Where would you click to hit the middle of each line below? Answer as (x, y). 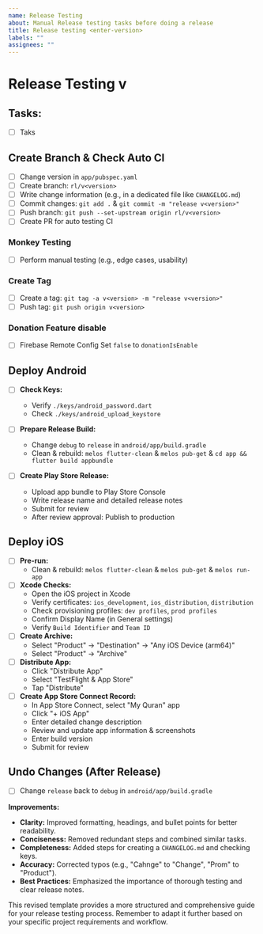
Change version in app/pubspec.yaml (79, 177)
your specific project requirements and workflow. (88, 921)
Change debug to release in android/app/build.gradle (119, 445)
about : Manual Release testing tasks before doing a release (111, 23)
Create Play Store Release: (64, 476)
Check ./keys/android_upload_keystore (96, 414)
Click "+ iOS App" (60, 713)
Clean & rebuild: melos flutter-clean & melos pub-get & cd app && (139, 454)
